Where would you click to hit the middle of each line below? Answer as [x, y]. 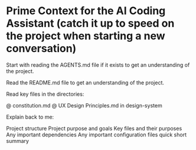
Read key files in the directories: [45, 94]
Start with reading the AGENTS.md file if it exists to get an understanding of [98, 65]
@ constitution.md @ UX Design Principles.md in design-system [84, 105]
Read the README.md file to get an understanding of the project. [85, 82]
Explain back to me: [30, 117]
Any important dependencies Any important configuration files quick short [97, 135]
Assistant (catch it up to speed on [90, 23]
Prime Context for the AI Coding [86, 11]
